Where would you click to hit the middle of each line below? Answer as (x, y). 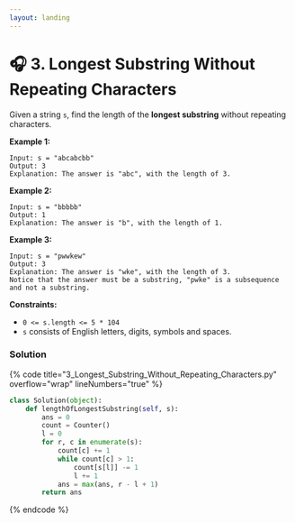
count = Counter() (76, 426)
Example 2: (31, 190)
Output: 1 (28, 215)
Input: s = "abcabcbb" (52, 158)
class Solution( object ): (56, 400)
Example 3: (31, 239)
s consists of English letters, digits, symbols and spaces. (127, 331)
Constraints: (33, 304)
